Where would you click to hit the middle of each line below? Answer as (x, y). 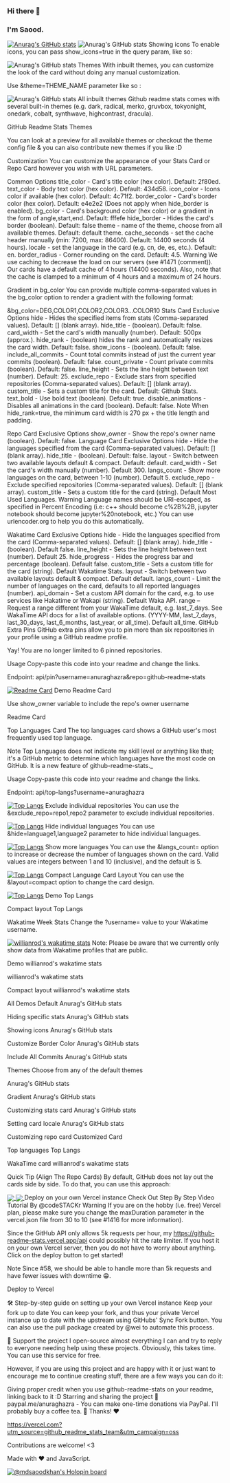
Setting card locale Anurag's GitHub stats (66, 1124)
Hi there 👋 (24, 11)
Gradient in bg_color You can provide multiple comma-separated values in (112, 290)
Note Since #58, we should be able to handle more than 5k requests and (109, 1268)
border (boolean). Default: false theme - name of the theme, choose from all (115, 226)
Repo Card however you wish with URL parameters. (80, 169)
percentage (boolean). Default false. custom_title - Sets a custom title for (110, 564)
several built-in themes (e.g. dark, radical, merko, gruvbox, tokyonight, (107, 107)
